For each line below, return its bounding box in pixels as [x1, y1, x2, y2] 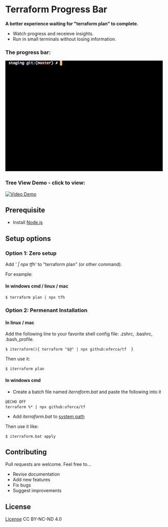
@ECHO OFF [5, 399, 27, 404]
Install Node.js [12, 219, 43, 226]
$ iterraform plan [5, 367, 44, 372]
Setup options [5, 234, 51, 243]
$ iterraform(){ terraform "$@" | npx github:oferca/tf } [5, 347, 134, 352]
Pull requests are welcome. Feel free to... [5, 461, 91, 468]
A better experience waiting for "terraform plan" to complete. [5, 21, 139, 27]
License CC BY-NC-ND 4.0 [5, 516, 62, 522]
